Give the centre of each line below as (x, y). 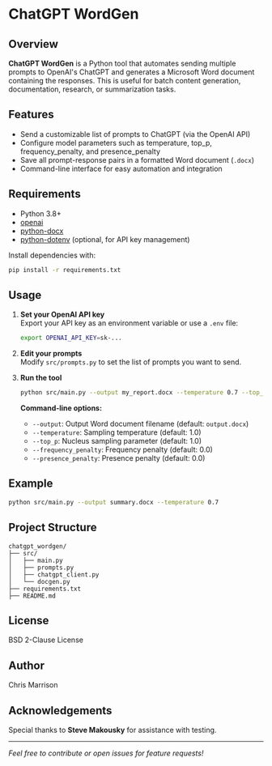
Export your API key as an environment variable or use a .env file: (129, 323)
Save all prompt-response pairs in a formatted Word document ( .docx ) (137, 160)
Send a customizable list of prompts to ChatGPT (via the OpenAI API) (135, 134)
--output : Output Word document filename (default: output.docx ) (140, 424)
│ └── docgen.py (39, 581)
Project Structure (53, 528)
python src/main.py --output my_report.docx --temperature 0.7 (129, 393)
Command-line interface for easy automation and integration (121, 168)
